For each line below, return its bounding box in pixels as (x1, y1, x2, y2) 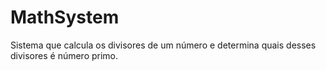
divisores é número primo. (10, 49, 119, 61)
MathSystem (10, 6, 120, 29)
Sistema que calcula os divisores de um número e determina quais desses (10, 39, 317, 51)
